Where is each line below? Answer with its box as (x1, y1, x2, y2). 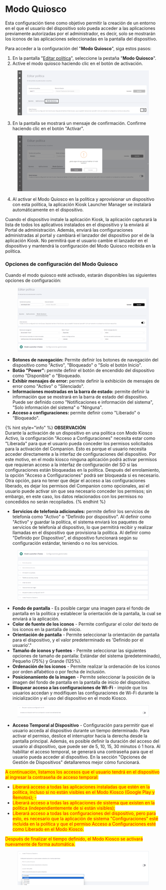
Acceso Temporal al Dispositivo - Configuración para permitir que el (12, 722, 154, 728)
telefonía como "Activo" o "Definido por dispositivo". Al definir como (12, 514, 152, 520)
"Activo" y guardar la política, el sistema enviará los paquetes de (12, 519, 144, 525)
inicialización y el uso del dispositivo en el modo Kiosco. (12, 695, 127, 701)
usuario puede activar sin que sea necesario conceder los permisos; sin (5, 488, 152, 494)
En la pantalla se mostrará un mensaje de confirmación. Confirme (12, 121, 146, 127)
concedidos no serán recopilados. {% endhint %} (5, 499, 106, 505)
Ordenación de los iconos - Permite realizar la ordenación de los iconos (12, 663, 160, 669)
